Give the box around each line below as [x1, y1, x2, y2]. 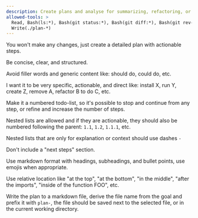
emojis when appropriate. [6, 164, 68, 171]
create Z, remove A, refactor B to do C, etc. [6, 88, 111, 95]
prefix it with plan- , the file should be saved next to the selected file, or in [6, 199, 184, 206]
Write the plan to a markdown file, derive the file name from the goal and [6, 193, 183, 200]
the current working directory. [6, 206, 79, 213]
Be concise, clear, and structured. [6, 59, 88, 66]
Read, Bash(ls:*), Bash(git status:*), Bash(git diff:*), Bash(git [11, 19, 181, 25]
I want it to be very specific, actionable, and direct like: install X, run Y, [6, 82, 177, 89]
